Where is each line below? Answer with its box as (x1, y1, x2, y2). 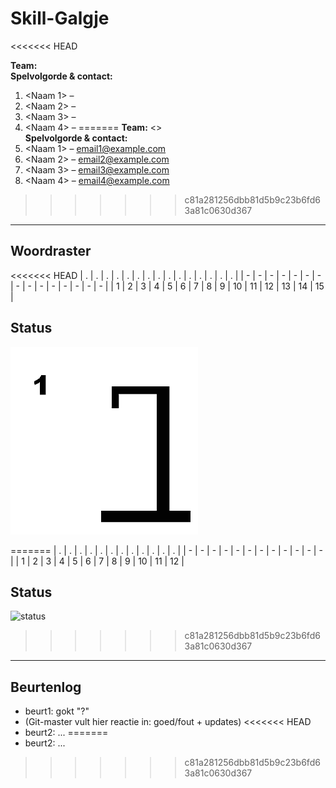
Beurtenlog (10, 678, 82, 696)
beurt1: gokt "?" (24, 705, 90, 717)
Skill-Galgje (10, 7, 110, 30)
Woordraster (10, 243, 92, 260)
